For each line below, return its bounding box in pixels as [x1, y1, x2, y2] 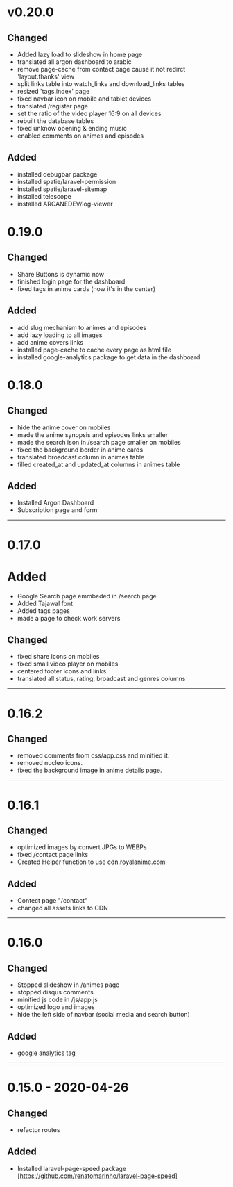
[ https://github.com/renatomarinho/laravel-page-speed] [17, 1172, 178, 1180]
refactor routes [17, 1126, 60, 1133]
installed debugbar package [17, 170, 98, 178]
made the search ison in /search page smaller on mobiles [17, 438, 182, 446]
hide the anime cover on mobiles [17, 423, 111, 432]
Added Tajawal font [17, 599, 74, 607]
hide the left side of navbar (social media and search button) [17, 1010, 191, 1019]
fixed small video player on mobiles [17, 660, 119, 668]
